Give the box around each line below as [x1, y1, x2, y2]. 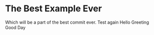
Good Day [5, 24, 26, 30]
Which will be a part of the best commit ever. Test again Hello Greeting [5, 19, 150, 25]
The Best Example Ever [5, 3, 103, 14]
